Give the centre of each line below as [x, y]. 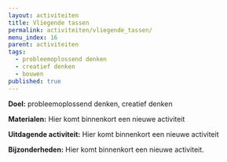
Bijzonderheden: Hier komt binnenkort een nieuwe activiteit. [106, 149]
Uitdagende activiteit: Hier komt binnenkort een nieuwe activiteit [113, 134]
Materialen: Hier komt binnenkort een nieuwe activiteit [97, 119]
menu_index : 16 [33, 37]
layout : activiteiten [44, 15]
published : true [35, 81]
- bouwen [29, 74]
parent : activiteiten [44, 45]
